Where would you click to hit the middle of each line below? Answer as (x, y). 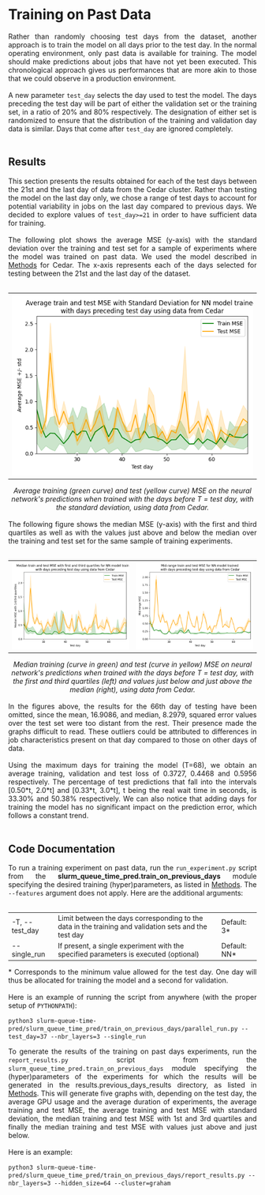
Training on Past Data (80, 15)
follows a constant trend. (49, 816)
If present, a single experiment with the (121, 946)
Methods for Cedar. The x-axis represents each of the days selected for (132, 265)
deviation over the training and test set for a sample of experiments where (132, 248)
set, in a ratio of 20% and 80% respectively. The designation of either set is (132, 111)
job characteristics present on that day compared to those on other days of (132, 740)
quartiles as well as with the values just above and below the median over (132, 532)
